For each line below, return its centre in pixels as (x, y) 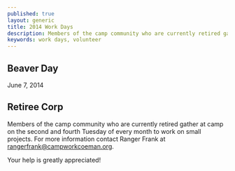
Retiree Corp (35, 107)
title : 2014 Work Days (40, 27)
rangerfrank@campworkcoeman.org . (60, 146)
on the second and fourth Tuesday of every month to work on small (104, 131)
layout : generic (31, 20)
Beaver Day (33, 68)
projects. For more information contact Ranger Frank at (86, 139)
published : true (31, 14)
